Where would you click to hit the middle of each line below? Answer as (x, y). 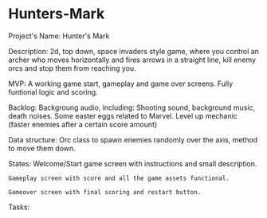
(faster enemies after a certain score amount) (83, 124)
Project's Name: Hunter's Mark (59, 36)
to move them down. (42, 148)
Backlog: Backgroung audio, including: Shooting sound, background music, (132, 107)
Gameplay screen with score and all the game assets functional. (119, 178)
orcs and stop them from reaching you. (73, 68)
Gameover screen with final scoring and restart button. (105, 192)
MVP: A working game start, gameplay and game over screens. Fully (121, 84)
